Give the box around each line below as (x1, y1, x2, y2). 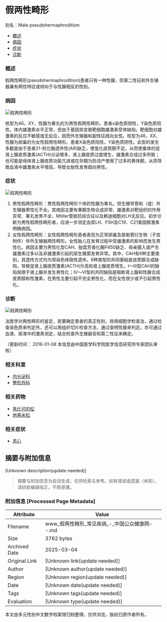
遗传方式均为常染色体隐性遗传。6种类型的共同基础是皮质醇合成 (25, 257, 155, 263)
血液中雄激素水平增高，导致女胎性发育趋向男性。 (9, 164, 110, 170)
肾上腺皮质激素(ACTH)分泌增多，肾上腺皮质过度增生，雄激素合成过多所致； (5, 151, 160, 157)
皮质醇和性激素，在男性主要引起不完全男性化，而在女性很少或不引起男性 (12, 275, 161, 281)
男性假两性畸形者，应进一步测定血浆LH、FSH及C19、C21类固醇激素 (21, 219, 160, 225)
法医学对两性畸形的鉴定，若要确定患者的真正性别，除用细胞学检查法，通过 (5, 318, 158, 324)
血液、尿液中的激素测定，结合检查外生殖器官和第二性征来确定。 (5, 330, 136, 337)
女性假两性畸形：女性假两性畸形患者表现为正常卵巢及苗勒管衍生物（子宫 (12, 232, 161, 238)
